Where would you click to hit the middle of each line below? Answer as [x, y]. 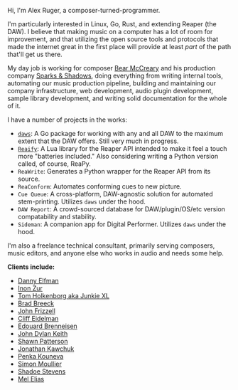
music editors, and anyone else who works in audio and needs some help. [115, 253]
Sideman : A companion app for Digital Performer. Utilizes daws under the [121, 224]
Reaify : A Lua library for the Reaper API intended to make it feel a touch [122, 148]
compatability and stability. [57, 217]
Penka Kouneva [40, 356]
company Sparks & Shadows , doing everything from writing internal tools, [115, 75]
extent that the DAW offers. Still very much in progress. [98, 141]
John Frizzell [36, 311]
